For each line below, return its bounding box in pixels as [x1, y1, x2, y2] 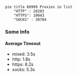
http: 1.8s [12, 56, 31, 62]
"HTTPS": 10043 [14, 13, 45, 18]
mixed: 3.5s [12, 51, 35, 57]
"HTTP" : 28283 [14, 9, 45, 14]
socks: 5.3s [12, 67, 35, 73]
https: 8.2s [12, 61, 34, 67]
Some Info [5, 28, 30, 35]
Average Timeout [5, 40, 41, 46]
